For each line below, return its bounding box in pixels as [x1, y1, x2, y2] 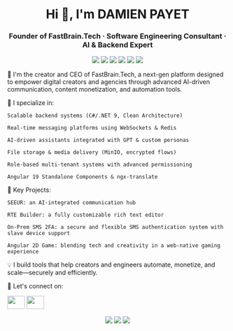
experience [7, 248, 39, 255]
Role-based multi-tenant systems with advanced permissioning [7, 161, 192, 169]
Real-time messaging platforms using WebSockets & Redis [7, 125, 177, 132]
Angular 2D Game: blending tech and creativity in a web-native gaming [7, 242, 220, 249]
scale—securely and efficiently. [7, 269, 98, 277]
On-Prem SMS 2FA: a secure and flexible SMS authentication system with [7, 224, 224, 231]
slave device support [7, 230, 71, 237]
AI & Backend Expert [82, 40, 153, 50]
